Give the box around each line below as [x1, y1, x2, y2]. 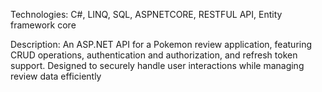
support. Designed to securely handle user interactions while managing [10, 60, 305, 71]
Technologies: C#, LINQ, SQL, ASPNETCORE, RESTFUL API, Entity [10, 9, 283, 20]
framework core [10, 19, 77, 31]
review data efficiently [10, 70, 102, 82]
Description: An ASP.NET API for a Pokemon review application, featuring [10, 39, 313, 50]
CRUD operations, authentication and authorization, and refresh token [10, 49, 298, 61]
